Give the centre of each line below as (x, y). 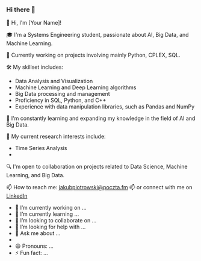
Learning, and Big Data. (36, 175)
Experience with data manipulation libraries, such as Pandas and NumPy (105, 107)
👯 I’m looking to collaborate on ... (56, 221)
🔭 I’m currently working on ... (51, 208)
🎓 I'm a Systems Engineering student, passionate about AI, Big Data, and (97, 35)
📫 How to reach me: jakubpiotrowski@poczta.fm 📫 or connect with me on (99, 187)
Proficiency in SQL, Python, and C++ (60, 100)
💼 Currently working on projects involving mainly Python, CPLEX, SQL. (93, 55)
